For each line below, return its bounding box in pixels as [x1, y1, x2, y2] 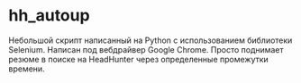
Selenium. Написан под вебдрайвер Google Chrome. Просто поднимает [8, 44, 285, 54]
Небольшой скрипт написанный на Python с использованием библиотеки [8, 35, 293, 46]
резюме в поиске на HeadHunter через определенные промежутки [8, 54, 269, 64]
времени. [8, 63, 46, 74]
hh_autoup [8, 5, 91, 26]
